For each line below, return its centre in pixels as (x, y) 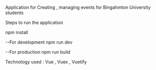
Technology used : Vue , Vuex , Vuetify (46, 62)
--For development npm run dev (39, 42)
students (14, 13)
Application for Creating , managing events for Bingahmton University (78, 7)
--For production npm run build (38, 52)
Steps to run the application (34, 23)
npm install (17, 32)
